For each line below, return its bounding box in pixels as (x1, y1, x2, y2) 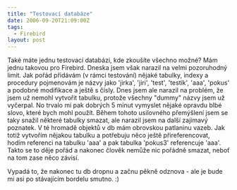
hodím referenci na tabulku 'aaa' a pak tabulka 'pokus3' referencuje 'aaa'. (7, 138, 221, 147)
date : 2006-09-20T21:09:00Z (7, 17, 90, 24)
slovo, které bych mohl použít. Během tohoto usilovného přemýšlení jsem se (7, 109, 229, 117)
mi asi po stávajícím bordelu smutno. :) (7, 174, 120, 184)
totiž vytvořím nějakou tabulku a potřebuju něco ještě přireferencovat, (7, 131, 210, 140)
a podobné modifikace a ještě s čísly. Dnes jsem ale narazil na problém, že (7, 86, 224, 95)
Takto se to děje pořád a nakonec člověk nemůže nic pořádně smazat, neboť (7, 146, 230, 155)
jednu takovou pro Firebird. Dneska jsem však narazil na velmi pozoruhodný (7, 64, 228, 72)
